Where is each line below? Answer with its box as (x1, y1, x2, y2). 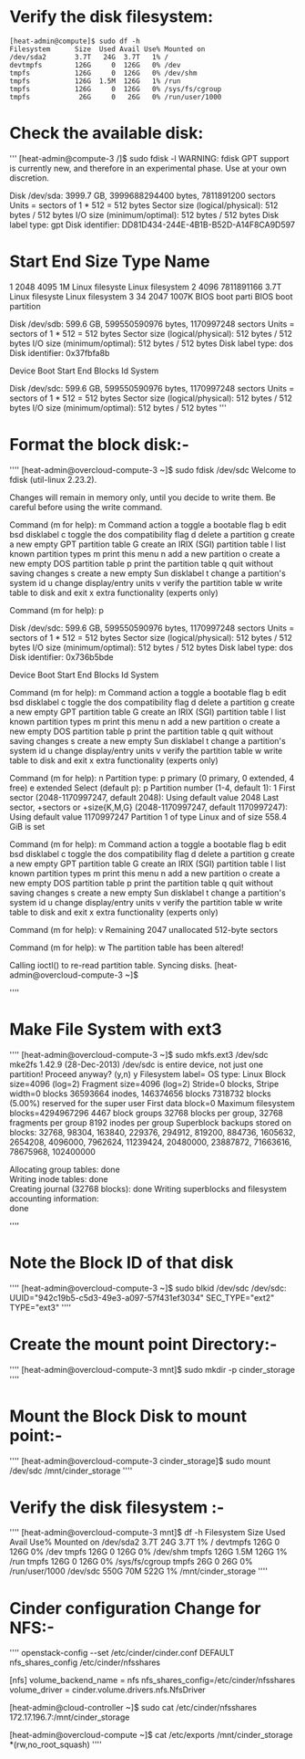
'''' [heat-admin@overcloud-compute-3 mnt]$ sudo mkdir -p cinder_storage (9, 1364, 296, 1375)
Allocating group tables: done (9, 1164, 120, 1175)
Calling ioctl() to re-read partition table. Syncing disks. (9, 959, 213, 970)
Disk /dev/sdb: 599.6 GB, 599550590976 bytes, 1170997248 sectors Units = (9, 318, 295, 330)
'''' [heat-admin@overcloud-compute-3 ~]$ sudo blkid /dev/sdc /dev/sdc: (9, 1283, 287, 1293)
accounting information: (9, 1193, 99, 1204)
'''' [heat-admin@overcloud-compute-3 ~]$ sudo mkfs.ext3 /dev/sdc (9, 1049, 269, 1060)
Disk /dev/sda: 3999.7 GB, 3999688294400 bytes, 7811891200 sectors (9, 190, 276, 201)
